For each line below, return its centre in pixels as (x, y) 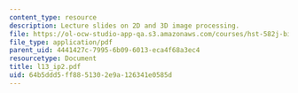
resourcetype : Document (53, 58)
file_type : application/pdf (61, 42)
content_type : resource (53, 17)
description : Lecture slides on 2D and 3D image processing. (125, 26)
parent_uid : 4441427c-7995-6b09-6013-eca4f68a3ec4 (105, 50)
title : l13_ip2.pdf (45, 67)
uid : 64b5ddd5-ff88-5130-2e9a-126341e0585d (91, 75)
